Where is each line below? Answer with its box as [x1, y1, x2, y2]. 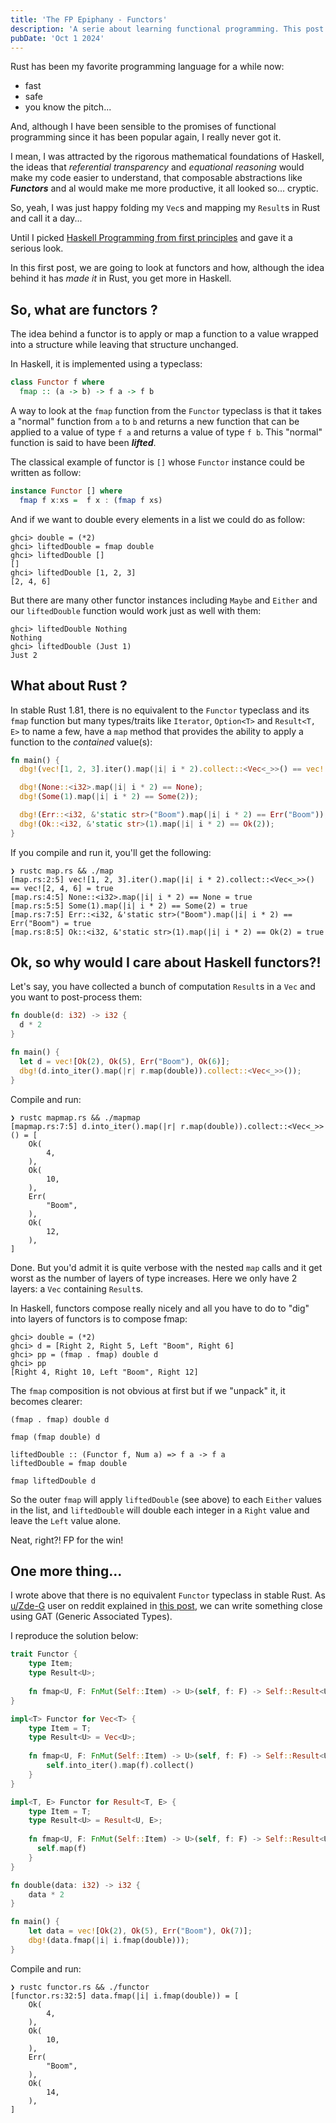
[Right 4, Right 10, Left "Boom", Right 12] [10, 1367, 199, 1377]
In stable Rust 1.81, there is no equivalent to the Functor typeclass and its [10, 704, 310, 716]
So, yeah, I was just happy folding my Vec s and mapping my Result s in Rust [10, 202, 321, 214]
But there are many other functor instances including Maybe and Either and [10, 594, 318, 606]
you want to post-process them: [10, 991, 143, 1003]
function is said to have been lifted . [10, 436, 157, 448]
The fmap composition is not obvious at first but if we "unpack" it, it [10, 1384, 286, 1396]
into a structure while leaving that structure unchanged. [10, 339, 239, 351]
